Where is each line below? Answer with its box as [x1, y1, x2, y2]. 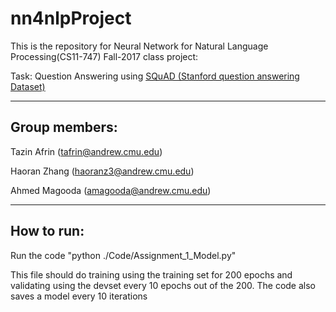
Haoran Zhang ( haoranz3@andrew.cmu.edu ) [10, 165, 195, 177]
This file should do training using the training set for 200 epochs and [10, 268, 293, 281]
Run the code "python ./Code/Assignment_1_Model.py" [10, 249, 237, 261]
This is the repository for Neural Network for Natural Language [10, 40, 269, 52]
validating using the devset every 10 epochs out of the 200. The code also [10, 279, 316, 291]
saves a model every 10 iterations [10, 290, 148, 302]
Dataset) [10, 80, 46, 92]
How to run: [10, 223, 85, 240]
